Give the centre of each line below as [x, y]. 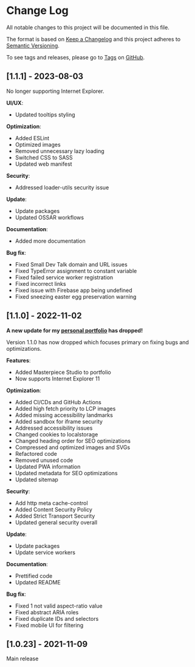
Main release [22, 659]
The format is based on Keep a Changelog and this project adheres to [94, 39]
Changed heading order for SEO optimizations [73, 441]
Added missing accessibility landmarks [64, 415]
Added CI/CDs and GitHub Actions [58, 402]
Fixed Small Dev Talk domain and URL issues [71, 264]
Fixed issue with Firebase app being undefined [74, 290]
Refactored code [36, 453]
